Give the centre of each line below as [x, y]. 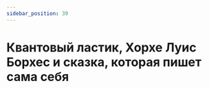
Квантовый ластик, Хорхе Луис [101, 47]
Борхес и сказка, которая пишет [104, 62]
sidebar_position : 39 [37, 13]
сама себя [38, 77]
